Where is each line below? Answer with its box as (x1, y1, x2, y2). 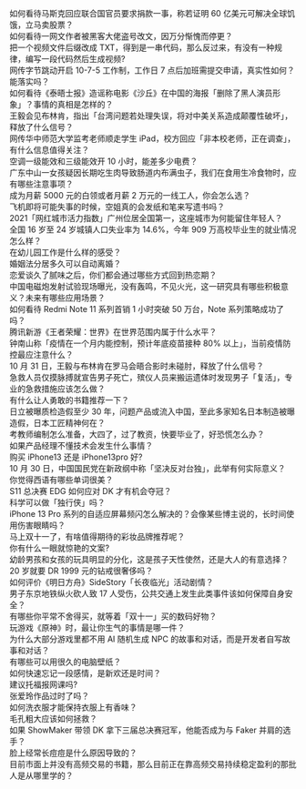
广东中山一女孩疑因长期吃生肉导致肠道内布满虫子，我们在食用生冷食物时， (9, 167, 289, 177)
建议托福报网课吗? (9, 679, 78, 690)
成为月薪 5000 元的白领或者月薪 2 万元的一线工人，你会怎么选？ (9, 190, 251, 200)
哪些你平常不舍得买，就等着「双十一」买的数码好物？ (16, 611, 217, 622)
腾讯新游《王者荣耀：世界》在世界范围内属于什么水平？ (9, 327, 217, 337)
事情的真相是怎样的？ (33, 99, 114, 109)
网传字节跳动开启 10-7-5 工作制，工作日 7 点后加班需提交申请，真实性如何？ (9, 65, 295, 76)
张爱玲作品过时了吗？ (9, 691, 89, 701)
